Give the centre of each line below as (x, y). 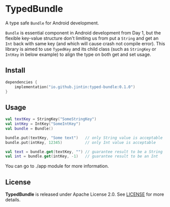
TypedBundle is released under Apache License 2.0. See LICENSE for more (85, 194)
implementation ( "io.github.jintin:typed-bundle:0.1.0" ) (75, 87)
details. (13, 200)
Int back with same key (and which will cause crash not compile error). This (85, 43)
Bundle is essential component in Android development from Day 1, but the (83, 33)
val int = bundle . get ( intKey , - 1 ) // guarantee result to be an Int (82, 156)
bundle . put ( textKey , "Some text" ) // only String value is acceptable (84, 138)
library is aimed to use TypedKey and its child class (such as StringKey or (81, 49)
